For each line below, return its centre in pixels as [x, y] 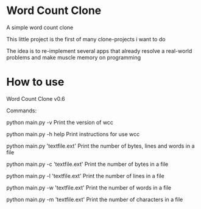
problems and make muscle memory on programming [74, 57]
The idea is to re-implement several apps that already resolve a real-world [99, 51]
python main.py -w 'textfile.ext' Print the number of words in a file [89, 187]
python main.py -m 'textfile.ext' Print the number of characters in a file [95, 199]
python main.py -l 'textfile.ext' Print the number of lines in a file [85, 176]
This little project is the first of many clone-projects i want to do [86, 39]
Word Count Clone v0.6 [36, 98]
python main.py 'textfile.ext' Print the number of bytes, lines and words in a [100, 146]
